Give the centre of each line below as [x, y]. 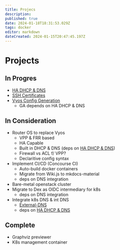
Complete [20, 225]
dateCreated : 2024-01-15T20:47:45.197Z [45, 37]
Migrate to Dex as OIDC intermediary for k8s [56, 189]
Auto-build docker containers [49, 168]
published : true [21, 18]
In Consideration [31, 121]
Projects [22, 61]
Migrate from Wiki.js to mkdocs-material [59, 174]
